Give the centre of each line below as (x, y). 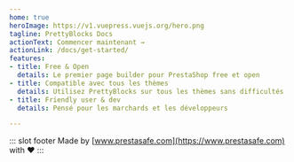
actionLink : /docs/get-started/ (69, 50)
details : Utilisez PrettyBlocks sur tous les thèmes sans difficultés (151, 91)
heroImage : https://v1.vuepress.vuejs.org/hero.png (107, 26)
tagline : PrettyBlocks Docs (61, 34)
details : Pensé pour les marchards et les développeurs (123, 108)
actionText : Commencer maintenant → (77, 42)
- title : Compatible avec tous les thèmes (89, 83)
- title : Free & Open (49, 67)
